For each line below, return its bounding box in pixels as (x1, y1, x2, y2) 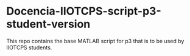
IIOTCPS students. (6, 44, 52, 51)
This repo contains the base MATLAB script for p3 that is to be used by (6, 37, 185, 44)
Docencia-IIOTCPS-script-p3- (6, 4, 161, 18)
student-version (6, 17, 91, 31)
